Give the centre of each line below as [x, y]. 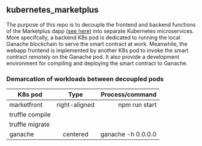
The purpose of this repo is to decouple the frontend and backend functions [101, 24]
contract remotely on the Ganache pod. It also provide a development [93, 56]
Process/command [129, 95]
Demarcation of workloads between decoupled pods [85, 79]
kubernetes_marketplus [52, 10]
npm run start [138, 105]
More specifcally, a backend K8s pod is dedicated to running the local [93, 37]
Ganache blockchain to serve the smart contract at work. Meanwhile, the [97, 44]
